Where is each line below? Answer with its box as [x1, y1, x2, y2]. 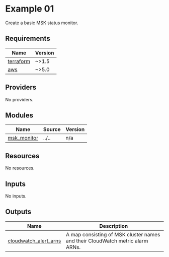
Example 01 [5, 3, 54, 15]
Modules [5, 111, 34, 119]
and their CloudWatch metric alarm [66, 237, 148, 244]
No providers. [5, 96, 34, 102]
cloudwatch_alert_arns [8, 237, 61, 244]
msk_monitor [8, 135, 39, 142]
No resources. [5, 165, 35, 171]
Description [99, 222, 128, 229]
